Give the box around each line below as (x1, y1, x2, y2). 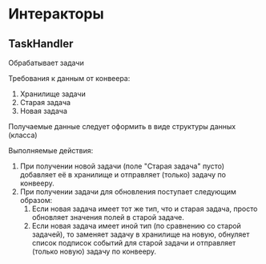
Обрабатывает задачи (8, 58, 84, 67)
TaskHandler (8, 37, 74, 51)
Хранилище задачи (19, 89, 86, 99)
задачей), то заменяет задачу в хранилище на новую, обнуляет (31, 229, 250, 239)
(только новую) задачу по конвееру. (31, 246, 157, 256)
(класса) (8, 130, 38, 140)
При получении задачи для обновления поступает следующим (19, 187, 236, 197)
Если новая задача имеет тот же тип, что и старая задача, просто (31, 204, 258, 213)
